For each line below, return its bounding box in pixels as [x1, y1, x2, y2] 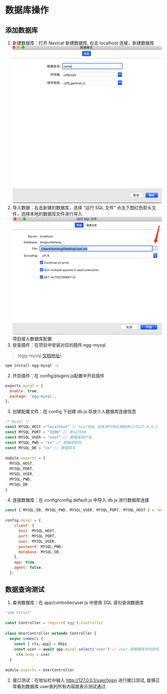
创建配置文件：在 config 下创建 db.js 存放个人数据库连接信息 [12, 409, 137, 415]
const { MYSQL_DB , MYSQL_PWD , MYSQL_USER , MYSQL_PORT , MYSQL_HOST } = [5, 508, 155, 513]
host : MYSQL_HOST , [18, 528, 57, 533]
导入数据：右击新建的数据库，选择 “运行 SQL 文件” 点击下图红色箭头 [12, 205, 152, 211]
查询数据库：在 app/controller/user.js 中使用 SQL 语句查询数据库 [12, 600, 144, 606]
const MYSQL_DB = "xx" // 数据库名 [5, 445, 76, 450]
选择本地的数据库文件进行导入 [21, 211, 83, 217]
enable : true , [9, 388, 39, 393]
